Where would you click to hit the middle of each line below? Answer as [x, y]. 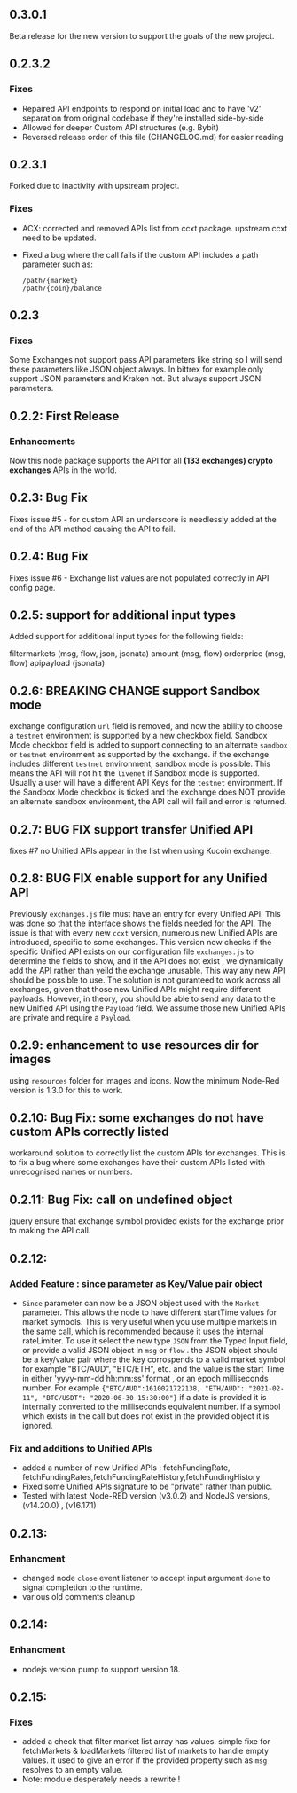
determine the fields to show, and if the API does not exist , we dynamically [146, 960]
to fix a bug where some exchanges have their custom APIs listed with [137, 1163]
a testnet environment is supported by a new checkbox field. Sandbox [138, 736]
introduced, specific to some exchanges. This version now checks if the [141, 942]
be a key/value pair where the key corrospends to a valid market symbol [153, 1359]
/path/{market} [50, 280]
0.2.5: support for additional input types [123, 615]
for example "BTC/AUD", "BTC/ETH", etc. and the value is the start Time [153, 1368]
